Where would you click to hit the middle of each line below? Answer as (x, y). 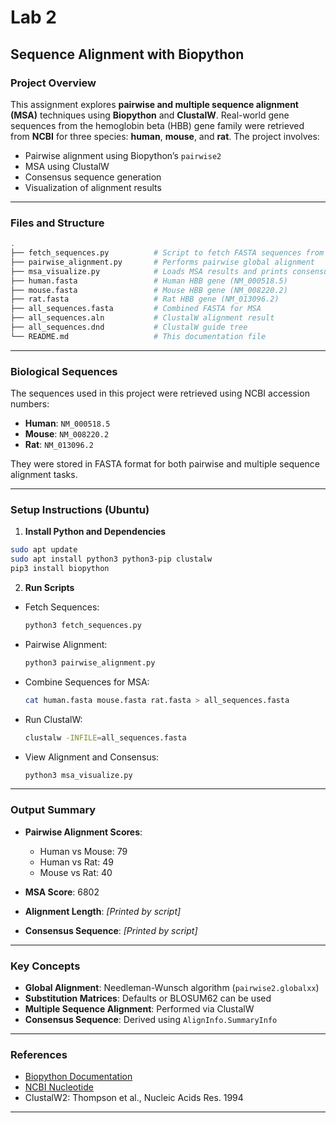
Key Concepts (45, 966)
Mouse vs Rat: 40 (76, 872)
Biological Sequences (64, 371)
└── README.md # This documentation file (138, 336)
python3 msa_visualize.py (78, 775)
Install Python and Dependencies (95, 532)
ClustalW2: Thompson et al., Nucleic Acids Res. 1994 (134, 1098)
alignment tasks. (44, 475)
